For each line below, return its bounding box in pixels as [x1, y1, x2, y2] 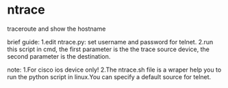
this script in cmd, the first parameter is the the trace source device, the [7, 45, 210, 53]
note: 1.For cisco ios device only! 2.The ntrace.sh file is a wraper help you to [7, 65, 222, 74]
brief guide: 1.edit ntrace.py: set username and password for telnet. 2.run [7, 38, 214, 46]
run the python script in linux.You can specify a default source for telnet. [7, 72, 212, 80]
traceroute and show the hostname [7, 25, 106, 33]
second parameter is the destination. [7, 52, 111, 60]
